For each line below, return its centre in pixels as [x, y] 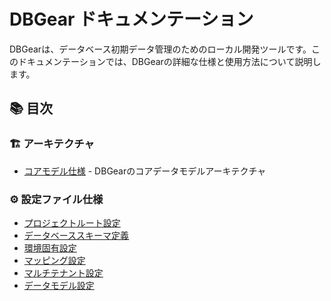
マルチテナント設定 [63, 272]
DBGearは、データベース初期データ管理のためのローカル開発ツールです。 [160, 49]
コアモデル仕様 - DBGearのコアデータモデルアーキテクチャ [145, 171]
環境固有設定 [50, 247]
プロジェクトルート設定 [72, 222]
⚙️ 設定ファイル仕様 [56, 199]
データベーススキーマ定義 [76, 235]
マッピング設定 [54, 260]
